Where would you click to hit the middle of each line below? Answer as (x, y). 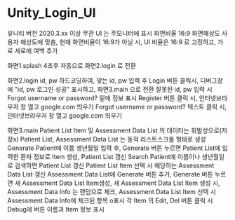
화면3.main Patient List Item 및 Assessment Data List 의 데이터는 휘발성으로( (115, 130)
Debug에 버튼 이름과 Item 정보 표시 (56, 209)
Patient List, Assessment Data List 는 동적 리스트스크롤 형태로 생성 (113, 139)
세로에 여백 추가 (36, 50)
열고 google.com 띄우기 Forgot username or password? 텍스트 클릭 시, (127, 106)
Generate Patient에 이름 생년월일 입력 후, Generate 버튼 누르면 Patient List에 (114, 148)
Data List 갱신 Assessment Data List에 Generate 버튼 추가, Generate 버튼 (110, 174)
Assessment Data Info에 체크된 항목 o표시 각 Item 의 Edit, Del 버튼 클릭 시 (110, 200)
